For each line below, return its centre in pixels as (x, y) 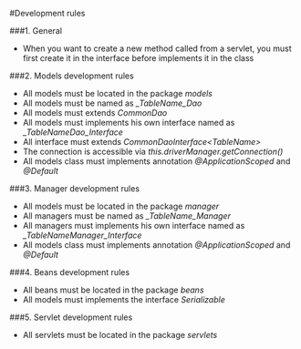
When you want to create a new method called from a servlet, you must (157, 48)
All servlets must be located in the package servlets (120, 335)
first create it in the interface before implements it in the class (138, 58)
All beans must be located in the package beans (113, 290)
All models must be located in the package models (117, 93)
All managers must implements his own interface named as (134, 226)
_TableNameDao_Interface (73, 132)
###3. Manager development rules (74, 189)
